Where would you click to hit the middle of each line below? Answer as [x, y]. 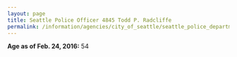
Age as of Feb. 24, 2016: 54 [48, 47]
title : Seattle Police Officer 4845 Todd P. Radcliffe [90, 20]
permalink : [23, 26]
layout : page [26, 14]
